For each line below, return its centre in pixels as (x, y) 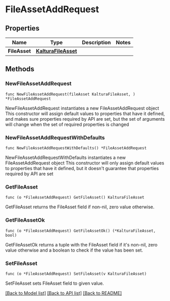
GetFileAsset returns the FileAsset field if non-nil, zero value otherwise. (80, 207)
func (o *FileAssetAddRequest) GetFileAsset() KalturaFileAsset (75, 198)
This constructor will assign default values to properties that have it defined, (85, 114)
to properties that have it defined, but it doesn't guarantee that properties (82, 168)
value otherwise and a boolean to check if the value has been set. (74, 250)
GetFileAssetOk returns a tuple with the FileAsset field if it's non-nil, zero (81, 244)
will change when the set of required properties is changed (67, 124)
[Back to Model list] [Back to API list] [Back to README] (64, 293)
